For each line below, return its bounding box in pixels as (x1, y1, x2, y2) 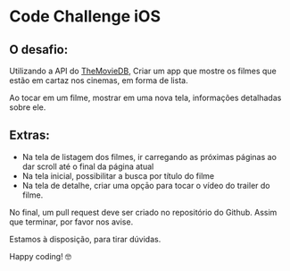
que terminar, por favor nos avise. (9, 216, 134, 227)
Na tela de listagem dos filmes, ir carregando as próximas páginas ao (21, 151, 277, 162)
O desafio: (9, 42, 69, 57)
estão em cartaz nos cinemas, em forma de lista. (9, 75, 189, 86)
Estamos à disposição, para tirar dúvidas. (9, 233, 162, 244)
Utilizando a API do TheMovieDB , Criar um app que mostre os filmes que (9, 65, 277, 76)
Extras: (9, 128, 51, 143)
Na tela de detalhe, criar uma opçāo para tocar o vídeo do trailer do (21, 180, 270, 191)
